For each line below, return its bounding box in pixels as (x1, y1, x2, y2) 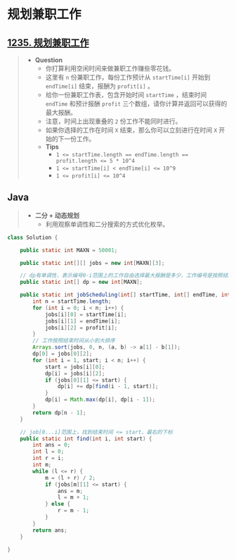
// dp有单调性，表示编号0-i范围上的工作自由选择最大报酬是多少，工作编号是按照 (20, 272, 223, 279)
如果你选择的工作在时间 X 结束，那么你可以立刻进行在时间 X (45, 126, 218, 134)
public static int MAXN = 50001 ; (20, 247, 118, 254)
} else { (44, 501, 71, 508)
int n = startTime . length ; (32, 298, 112, 305)
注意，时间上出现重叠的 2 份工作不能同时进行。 (45, 117, 182, 125)
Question (34, 56, 63, 64)
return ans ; (32, 526, 68, 534)
